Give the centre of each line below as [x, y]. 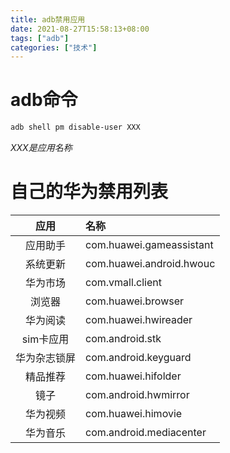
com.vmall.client [124, 282]
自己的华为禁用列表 [89, 192]
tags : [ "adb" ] [40, 38]
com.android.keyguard [138, 357]
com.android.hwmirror [137, 394]
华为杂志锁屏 [46, 358]
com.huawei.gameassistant [149, 244]
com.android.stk [123, 338]
